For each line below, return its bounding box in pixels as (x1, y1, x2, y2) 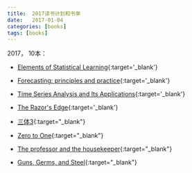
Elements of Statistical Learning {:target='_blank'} (17, 63, 158, 71)
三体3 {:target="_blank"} (17, 118, 86, 126)
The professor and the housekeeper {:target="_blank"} (17, 145, 173, 153)
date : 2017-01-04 (7, 17, 64, 24)
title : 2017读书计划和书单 (7, 10, 81, 17)
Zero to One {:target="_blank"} (17, 131, 104, 140)
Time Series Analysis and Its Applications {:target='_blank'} (17, 90, 186, 98)
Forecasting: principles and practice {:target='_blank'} (17, 77, 171, 85)
